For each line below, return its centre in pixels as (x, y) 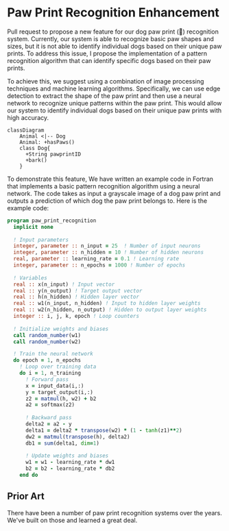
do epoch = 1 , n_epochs (47, 360)
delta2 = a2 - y (48, 424)
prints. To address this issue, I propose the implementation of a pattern (107, 53)
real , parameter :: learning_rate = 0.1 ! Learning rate (96, 259)
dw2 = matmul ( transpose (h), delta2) (77, 436)
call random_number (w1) (47, 335)
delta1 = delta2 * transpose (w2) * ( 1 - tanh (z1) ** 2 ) (104, 430)
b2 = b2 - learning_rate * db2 (70, 469)
